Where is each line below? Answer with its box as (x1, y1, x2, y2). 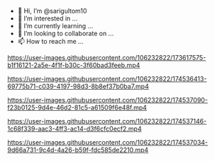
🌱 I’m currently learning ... (17, 22, 94, 30)
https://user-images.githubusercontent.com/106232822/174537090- (7, 96, 208, 104)
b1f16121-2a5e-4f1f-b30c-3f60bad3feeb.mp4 (7, 61, 140, 69)
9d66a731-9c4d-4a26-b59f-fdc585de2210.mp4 (7, 145, 149, 154)
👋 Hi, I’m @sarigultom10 (17, 7, 87, 15)
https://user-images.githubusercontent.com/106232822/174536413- (7, 75, 207, 83)
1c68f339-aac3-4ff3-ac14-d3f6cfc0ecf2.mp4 (7, 124, 142, 133)
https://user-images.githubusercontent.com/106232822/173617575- (7, 54, 206, 61)
